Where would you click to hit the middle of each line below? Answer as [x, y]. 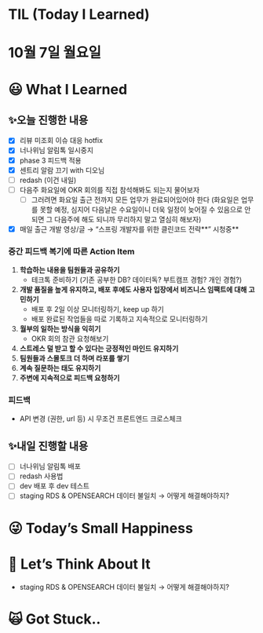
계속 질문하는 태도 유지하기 [60, 368]
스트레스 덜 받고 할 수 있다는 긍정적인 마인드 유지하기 [99, 349]
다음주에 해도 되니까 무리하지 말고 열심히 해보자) [128, 219]
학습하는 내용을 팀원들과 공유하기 [69, 270]
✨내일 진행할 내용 [48, 446]
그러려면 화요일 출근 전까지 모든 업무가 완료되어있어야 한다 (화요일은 [135, 199]
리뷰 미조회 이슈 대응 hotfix [61, 141]
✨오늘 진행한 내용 [48, 120]
